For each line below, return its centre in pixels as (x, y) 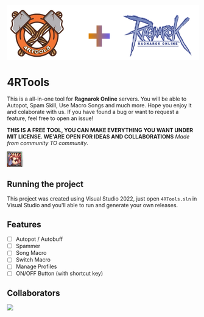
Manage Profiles (36, 266)
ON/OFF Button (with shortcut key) (59, 274)
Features (24, 224)
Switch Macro (33, 260)
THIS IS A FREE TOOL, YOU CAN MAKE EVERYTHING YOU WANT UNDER (100, 130)
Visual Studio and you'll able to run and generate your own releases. (93, 205)
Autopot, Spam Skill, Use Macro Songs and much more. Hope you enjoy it (99, 105)
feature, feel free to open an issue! (50, 118)
